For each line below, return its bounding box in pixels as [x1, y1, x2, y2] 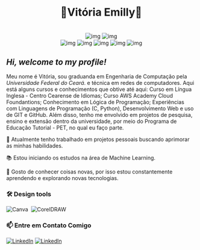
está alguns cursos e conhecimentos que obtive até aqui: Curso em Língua [6, 86, 192, 93]
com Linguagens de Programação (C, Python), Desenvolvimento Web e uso [6, 105, 194, 112]
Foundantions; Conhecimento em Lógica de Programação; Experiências [6, 99, 185, 106]
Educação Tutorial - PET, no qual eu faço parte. [6, 124, 124, 131]
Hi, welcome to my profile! [6, 57, 107, 67]
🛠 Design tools [6, 190, 51, 198]
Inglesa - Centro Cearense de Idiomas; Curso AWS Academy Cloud [6, 92, 173, 99]
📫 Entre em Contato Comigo [6, 221, 92, 230]
